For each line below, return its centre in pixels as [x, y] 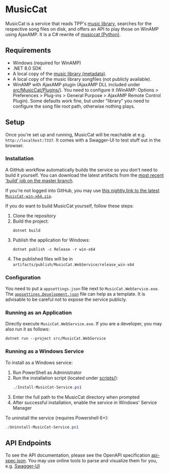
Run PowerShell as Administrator [47, 372]
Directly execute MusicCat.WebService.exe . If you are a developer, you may [84, 324]
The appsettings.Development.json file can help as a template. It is [75, 294]
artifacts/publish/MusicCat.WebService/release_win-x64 [73, 265]
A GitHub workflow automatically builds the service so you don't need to [81, 170]
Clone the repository [34, 216]
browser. [15, 145]
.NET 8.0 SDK [27, 68]
